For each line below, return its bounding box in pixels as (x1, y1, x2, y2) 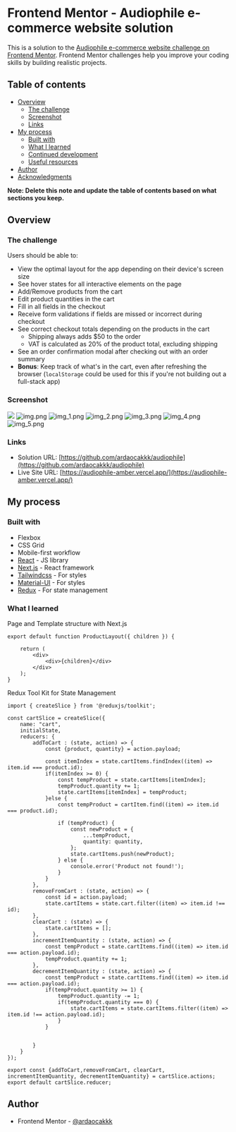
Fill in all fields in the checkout (17, 302, 106, 311)
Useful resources (27, 157, 79, 166)
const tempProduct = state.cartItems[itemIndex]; (57, 776, 206, 784)
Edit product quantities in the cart (17, 295, 115, 303)
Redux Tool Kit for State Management (7, 689, 116, 697)
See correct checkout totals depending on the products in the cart (17, 325, 210, 333)
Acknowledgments (17, 172, 73, 181)
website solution (73, 20, 174, 36)
